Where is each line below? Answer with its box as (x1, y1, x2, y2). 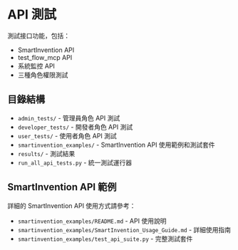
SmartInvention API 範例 (7, 181, 117, 193)
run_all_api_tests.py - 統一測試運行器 (17, 158, 133, 167)
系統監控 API (17, 61, 56, 70)
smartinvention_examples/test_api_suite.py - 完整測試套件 (17, 234, 193, 243)
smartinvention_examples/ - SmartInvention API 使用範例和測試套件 (17, 140, 215, 149)
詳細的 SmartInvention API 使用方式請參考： (7, 201, 136, 210)
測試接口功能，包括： (7, 31, 70, 40)
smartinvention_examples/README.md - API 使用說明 (17, 217, 167, 225)
